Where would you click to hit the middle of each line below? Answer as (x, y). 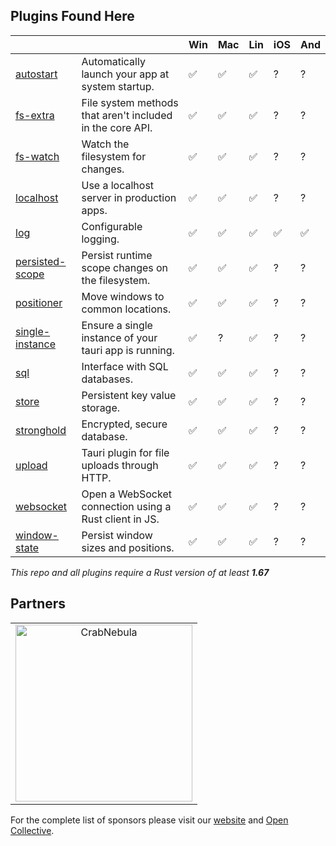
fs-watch (37, 156)
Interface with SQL (125, 366)
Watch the (105, 144)
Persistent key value (129, 395)
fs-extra (35, 115)
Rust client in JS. (120, 519)
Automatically (113, 61)
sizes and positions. (128, 547)
